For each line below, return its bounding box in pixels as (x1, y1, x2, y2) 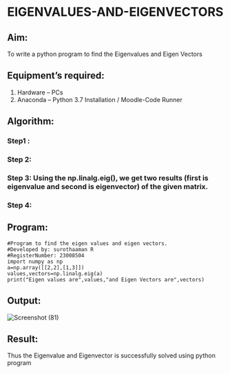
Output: (7, 295, 41, 307)
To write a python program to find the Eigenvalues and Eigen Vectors (7, 50, 203, 58)
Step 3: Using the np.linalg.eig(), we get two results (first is (7, 173, 209, 183)
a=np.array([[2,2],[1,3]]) (7, 264, 85, 271)
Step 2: (7, 155, 32, 164)
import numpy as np (7, 258, 63, 265)
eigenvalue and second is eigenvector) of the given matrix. (7, 181, 209, 191)
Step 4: (7, 200, 32, 210)
